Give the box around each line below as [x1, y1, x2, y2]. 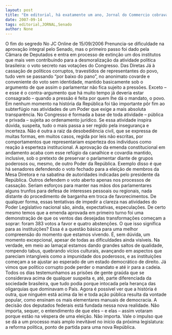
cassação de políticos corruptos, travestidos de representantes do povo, [5, 68, 159, 74]
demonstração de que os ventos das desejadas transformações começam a [5, 215, 166, 221]
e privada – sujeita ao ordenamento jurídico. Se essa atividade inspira [5, 117, 152, 123]
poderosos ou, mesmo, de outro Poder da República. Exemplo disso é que [5, 161, 162, 167]
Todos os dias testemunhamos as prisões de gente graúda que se [5, 270, 144, 276]
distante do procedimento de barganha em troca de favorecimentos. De [5, 193, 157, 200]
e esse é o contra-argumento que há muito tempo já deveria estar [5, 90, 144, 96]
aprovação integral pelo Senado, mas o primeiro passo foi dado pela [5, 46, 149, 52]
